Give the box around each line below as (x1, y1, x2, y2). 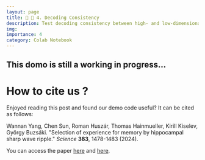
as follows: (6, 111, 34, 118)
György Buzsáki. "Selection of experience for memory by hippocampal (6, 129, 184, 136)
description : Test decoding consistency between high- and (6, 20, 160, 26)
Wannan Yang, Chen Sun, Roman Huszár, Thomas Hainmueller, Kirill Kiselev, (6, 122, 198, 130)
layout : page (6, 9, 40, 15)
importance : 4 (6, 32, 43, 38)
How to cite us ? (6, 84, 88, 98)
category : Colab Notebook (6, 37, 72, 43)
